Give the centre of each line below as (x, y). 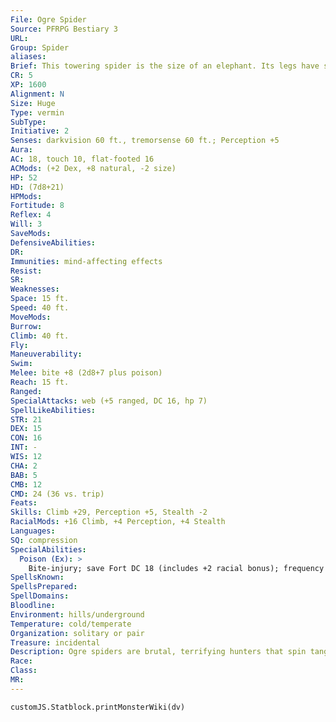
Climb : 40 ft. (40, 336)
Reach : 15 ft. (40, 382)
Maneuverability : (46, 354)
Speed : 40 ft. (40, 308)
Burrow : (26, 326)
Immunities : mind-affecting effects (86, 261)
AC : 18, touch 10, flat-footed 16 (82, 159)
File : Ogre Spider (48, 19)
